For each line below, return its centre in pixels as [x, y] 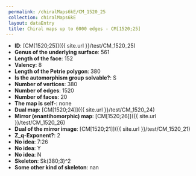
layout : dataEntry [31, 23]
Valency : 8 [28, 65]
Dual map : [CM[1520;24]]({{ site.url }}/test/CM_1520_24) [84, 110]
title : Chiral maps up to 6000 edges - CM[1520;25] [74, 29]
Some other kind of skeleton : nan [56, 168]
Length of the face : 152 [44, 58]
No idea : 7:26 [31, 142]
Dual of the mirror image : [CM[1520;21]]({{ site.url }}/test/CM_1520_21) [102, 129]
